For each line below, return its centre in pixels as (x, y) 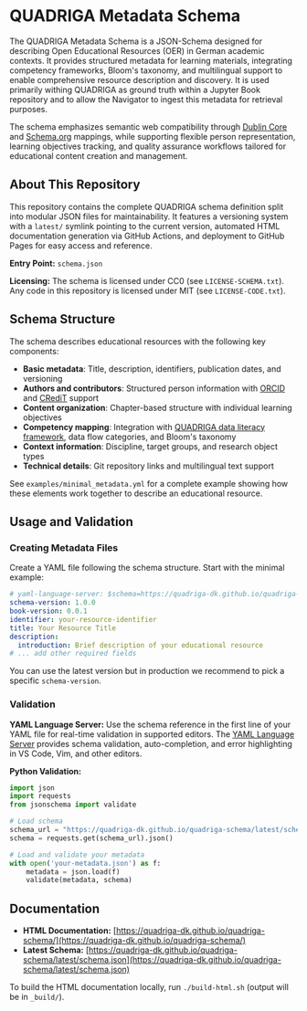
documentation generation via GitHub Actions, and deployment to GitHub (147, 236)
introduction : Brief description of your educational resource (140, 645)
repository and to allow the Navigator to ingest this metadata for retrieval (146, 99)
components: (34, 351)
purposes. (29, 109)
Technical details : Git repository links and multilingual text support (148, 466)
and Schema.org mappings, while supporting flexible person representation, (153, 136)
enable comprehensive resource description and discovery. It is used (139, 79)
